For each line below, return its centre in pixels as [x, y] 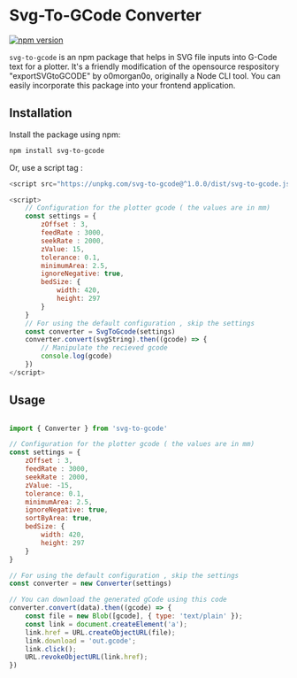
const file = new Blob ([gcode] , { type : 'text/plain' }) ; [134, 616]
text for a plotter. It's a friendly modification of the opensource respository [145, 66]
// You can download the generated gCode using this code [118, 600]
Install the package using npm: [65, 135]
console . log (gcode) [77, 356]
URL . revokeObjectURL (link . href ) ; [87, 657]
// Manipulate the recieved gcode [104, 348]
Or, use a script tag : [46, 167]
